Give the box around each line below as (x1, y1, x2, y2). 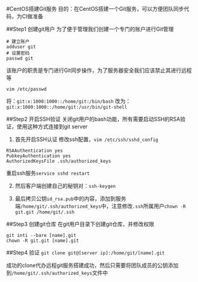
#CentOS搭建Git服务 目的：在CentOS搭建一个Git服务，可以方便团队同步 (6, 5, 184, 12)
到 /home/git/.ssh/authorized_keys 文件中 (6, 269, 108, 276)
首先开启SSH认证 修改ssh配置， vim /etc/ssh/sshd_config (14, 136, 158, 143)
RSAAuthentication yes (6, 148, 63, 154)
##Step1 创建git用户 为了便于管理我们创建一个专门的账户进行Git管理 (6, 26, 174, 32)
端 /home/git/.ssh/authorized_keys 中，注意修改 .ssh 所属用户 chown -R (14, 203, 186, 209)
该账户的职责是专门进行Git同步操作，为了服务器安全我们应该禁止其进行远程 (6, 67, 192, 74)
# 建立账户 (6, 38, 30, 44)
